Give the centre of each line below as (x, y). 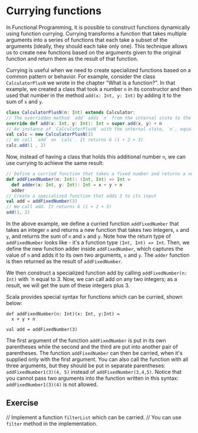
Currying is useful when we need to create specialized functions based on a (99, 70)
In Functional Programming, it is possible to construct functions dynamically (98, 27)
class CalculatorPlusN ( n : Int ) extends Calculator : (71, 112)
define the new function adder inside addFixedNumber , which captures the (95, 249)
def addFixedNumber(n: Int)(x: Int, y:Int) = (63, 314)
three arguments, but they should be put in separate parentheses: (86, 366)
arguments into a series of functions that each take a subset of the (87, 40)
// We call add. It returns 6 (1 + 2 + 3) (59, 207)
